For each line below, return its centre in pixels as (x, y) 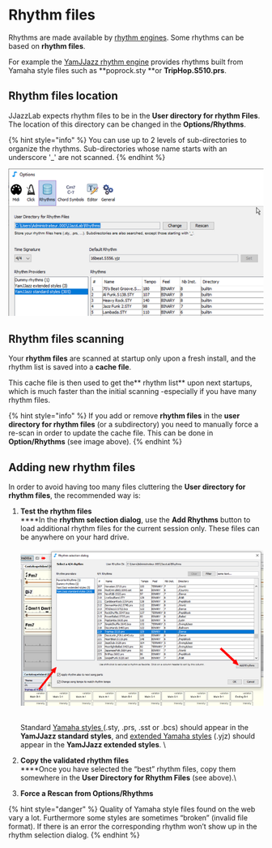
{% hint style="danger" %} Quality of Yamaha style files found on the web (132, 809)
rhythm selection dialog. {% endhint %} (74, 835)
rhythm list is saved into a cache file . (70, 367)
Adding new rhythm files (72, 467)
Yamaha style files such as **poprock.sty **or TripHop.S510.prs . (117, 70)
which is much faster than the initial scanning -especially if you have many (133, 392)
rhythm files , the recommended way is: (74, 495)
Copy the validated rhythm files (74, 760)
